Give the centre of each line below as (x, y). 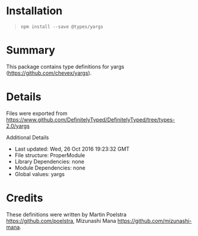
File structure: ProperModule (50, 155)
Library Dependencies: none (49, 161)
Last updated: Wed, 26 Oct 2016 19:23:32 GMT (72, 149)
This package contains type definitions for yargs (65, 66)
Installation (34, 11)
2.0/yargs (18, 126)
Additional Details (28, 137)
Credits (25, 198)
